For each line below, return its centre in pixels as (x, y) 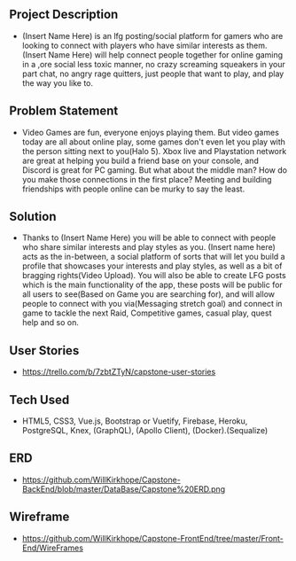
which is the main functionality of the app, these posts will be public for (152, 285)
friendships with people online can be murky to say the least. (133, 189)
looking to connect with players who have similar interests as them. (144, 45)
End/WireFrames (53, 548)
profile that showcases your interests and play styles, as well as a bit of (152, 266)
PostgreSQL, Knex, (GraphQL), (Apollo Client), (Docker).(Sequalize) (145, 431)
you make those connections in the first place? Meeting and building (147, 179)
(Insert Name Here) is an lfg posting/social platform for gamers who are (152, 35)
